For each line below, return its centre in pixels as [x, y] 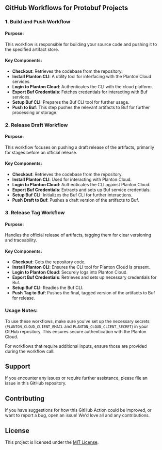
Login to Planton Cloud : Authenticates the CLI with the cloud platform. [82, 86]
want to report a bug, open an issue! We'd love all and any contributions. [77, 415]
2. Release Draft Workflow [36, 125]
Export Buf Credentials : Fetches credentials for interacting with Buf [80, 92]
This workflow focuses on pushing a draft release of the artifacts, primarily [80, 147]
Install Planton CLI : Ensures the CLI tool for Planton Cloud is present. [81, 267]
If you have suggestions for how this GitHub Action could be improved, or [78, 410]
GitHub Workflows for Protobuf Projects [67, 8]
